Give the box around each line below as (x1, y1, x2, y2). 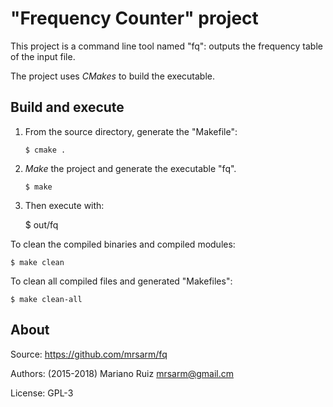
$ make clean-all (10, 294, 83, 304)
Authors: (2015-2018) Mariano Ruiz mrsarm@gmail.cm (10, 367, 235, 379)
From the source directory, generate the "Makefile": (24, 125, 238, 137)
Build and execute (10, 99, 125, 116)
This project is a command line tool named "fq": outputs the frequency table (10, 40, 323, 52)
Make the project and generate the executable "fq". (24, 162, 237, 174)
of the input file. (10, 50, 76, 62)
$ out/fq (24, 218, 59, 231)
